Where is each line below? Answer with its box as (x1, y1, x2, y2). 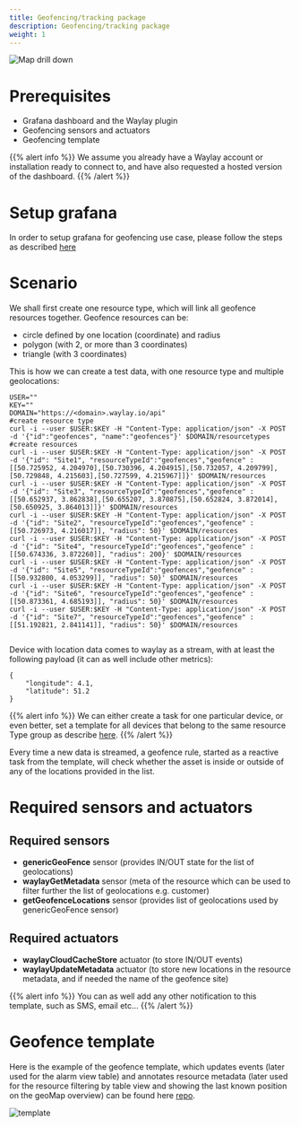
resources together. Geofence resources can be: (9, 312, 189, 323)
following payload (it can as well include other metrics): (9, 654, 213, 665)
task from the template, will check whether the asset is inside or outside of (9, 756, 285, 767)
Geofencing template (21, 135, 100, 145)
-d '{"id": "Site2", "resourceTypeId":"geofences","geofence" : (9, 519, 254, 528)
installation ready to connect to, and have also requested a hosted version (9, 162, 283, 172)
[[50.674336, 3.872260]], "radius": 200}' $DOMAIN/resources (9, 550, 243, 559)
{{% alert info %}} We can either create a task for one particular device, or (9, 711, 284, 721)
